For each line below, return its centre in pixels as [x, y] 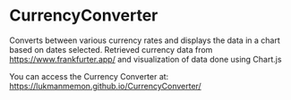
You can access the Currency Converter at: [89, 76]
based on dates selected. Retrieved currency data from [111, 49]
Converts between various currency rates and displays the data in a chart [145, 40]
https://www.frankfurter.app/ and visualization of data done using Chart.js [145, 59]
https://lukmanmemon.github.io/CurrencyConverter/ [105, 86]
